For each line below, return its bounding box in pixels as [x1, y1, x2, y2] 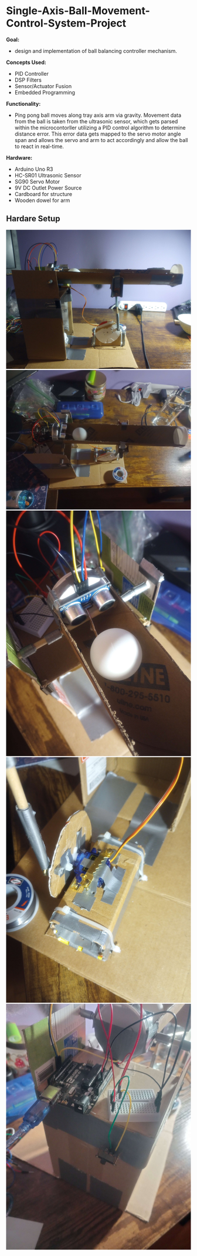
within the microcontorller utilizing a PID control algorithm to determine [14, 124, 186, 131]
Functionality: [6, 100, 41, 107]
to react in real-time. [14, 143, 64, 150]
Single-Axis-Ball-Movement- [6, 4, 151, 18]
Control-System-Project [6, 16, 127, 30]
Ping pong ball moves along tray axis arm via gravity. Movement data [14, 112, 182, 119]
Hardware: [6, 154, 33, 161]
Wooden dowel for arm [14, 197, 70, 204]
